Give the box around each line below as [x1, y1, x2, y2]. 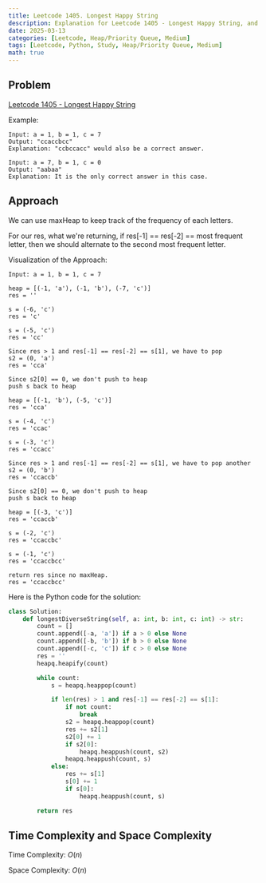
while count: [37, 674, 80, 682]
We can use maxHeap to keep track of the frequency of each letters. [8, 215, 233, 225]
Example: [8, 115, 39, 125]
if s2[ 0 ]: [65, 740, 98, 748]
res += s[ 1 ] [65, 770, 105, 778]
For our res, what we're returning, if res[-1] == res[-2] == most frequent [8, 231, 243, 241]
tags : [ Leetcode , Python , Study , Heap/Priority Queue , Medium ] [8, 42, 223, 50]
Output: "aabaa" [8, 165, 62, 173]
